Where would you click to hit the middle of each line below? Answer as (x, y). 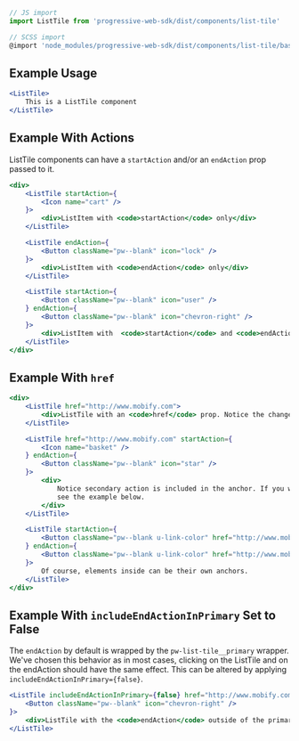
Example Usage (53, 73)
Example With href (62, 377)
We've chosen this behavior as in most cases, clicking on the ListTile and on (149, 660)
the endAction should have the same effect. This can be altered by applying (148, 670)
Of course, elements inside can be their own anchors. (145, 571)
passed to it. (32, 168)
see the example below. (101, 497)
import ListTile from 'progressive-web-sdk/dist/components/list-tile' (145, 21)
